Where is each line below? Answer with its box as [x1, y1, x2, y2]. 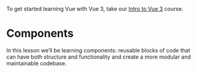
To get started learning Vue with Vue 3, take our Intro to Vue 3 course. [6, 5, 184, 12]
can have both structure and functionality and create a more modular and [6, 53, 191, 60]
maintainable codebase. [6, 59, 67, 67]
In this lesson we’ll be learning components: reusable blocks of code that [6, 46, 191, 54]
